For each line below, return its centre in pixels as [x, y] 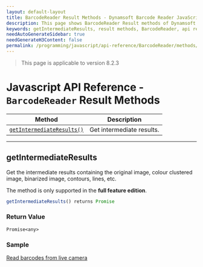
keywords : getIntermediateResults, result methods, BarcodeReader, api [98, 29]
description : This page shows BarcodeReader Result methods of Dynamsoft [101, 23]
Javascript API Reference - [75, 87]
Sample [18, 245]
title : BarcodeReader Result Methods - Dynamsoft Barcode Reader [90, 18]
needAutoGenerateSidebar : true [46, 35]
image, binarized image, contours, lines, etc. [61, 179]
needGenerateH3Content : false [44, 40]
